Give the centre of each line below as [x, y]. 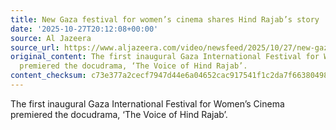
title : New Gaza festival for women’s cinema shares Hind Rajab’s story [165, 19]
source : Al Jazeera [51, 38]
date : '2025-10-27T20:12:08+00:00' [84, 29]
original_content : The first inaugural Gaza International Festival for [165, 57]
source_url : [35, 47]
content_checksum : [48, 76]
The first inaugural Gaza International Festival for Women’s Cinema [147, 103]
